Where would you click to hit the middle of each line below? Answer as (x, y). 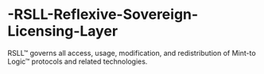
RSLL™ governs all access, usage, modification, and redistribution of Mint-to (132, 53)
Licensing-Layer (63, 31)
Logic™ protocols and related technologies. (78, 61)
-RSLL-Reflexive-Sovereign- (103, 15)
